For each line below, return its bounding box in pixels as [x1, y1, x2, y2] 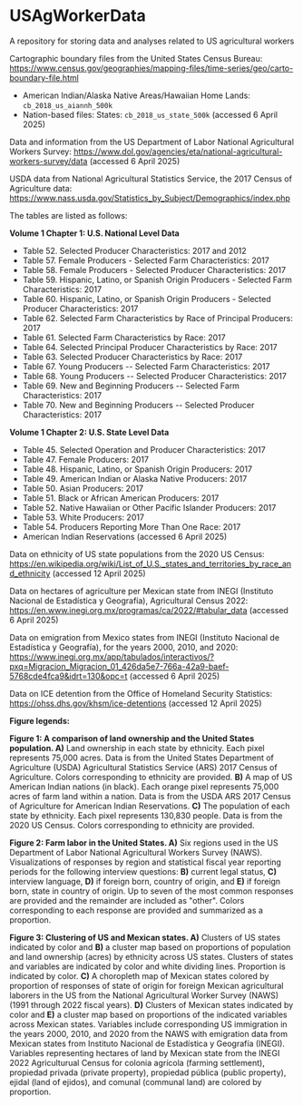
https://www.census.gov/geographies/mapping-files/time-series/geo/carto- [9, 63, 294, 73]
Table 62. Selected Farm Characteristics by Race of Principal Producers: [22, 312, 293, 323]
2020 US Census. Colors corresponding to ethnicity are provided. [9, 819, 256, 830]
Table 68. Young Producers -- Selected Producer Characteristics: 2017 [22, 370, 288, 381]
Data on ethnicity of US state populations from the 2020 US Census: [9, 548, 265, 559]
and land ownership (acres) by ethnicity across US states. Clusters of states [9, 951, 294, 962]
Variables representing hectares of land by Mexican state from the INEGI [9, 1047, 280, 1058]
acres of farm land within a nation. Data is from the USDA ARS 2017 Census [9, 790, 292, 801]
